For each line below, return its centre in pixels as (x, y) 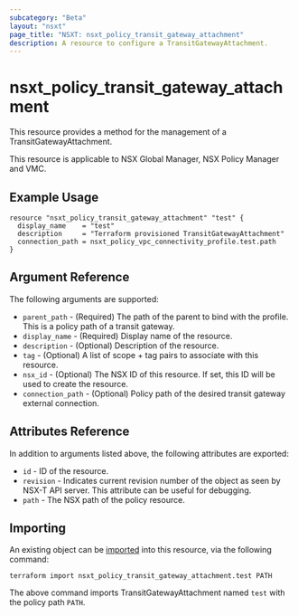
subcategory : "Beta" (48, 18)
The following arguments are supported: (84, 299)
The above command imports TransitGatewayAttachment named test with (148, 592)
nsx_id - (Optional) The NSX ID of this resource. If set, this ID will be (149, 374)
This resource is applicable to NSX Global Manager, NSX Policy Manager (144, 159)
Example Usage (54, 197)
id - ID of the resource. (65, 470)
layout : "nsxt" (38, 26)
